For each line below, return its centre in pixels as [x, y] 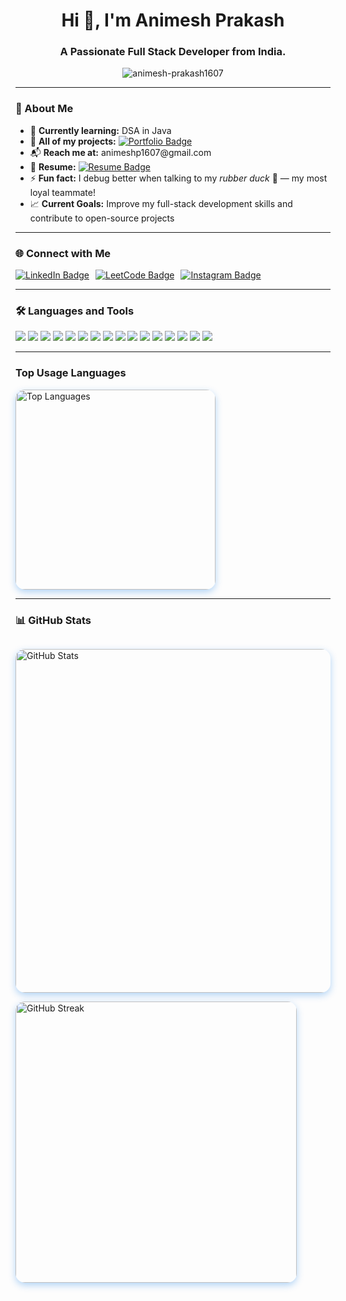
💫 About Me [44, 109]
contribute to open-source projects [102, 218]
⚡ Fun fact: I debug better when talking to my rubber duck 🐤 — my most [178, 178]
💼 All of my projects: [73, 141]
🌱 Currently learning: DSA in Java [100, 130]
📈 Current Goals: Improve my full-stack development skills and [161, 203]
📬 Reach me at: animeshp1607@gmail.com [120, 152]
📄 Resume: [53, 166]
